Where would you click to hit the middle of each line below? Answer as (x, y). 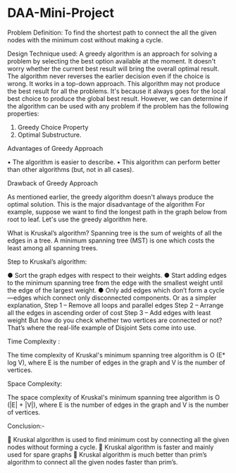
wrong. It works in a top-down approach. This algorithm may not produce (114, 83)
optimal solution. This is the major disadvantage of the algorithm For (106, 204)
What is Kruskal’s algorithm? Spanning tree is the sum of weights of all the (115, 233)
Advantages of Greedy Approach (55, 148)
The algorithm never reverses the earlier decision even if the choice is (108, 76)
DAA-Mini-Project (61, 13)
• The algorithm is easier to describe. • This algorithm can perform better (114, 162)
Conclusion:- (26, 426)
